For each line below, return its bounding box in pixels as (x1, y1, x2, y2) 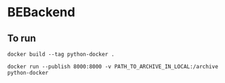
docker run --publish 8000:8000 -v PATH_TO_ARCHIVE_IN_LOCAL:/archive (7, 63, 219, 70)
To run (7, 32, 37, 44)
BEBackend (7, 4, 76, 20)
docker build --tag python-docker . (7, 51, 115, 58)
